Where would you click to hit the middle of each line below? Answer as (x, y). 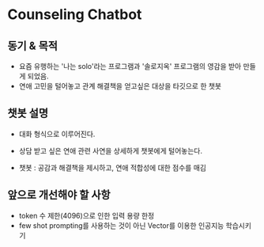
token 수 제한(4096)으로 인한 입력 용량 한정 (87, 215)
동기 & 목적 (33, 46)
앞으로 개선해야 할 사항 (59, 195)
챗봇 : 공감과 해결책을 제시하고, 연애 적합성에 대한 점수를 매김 (113, 167)
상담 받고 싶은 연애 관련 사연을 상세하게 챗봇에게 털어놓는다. (111, 150)
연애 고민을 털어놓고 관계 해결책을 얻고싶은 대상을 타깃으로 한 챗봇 (120, 86)
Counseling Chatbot (75, 15)
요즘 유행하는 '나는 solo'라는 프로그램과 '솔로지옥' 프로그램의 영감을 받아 (130, 66)
